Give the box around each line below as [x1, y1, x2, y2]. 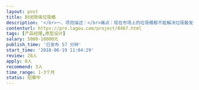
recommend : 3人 [6, 63, 43, 70]
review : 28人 [6, 53, 37, 59]
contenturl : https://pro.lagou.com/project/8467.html [6, 25, 142, 31]
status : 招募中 [6, 75, 41, 81]
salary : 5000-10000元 [6, 36, 59, 42]
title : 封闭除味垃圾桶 [6, 14, 56, 20]
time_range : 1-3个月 [6, 69, 55, 75]
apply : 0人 [6, 58, 33, 64]
